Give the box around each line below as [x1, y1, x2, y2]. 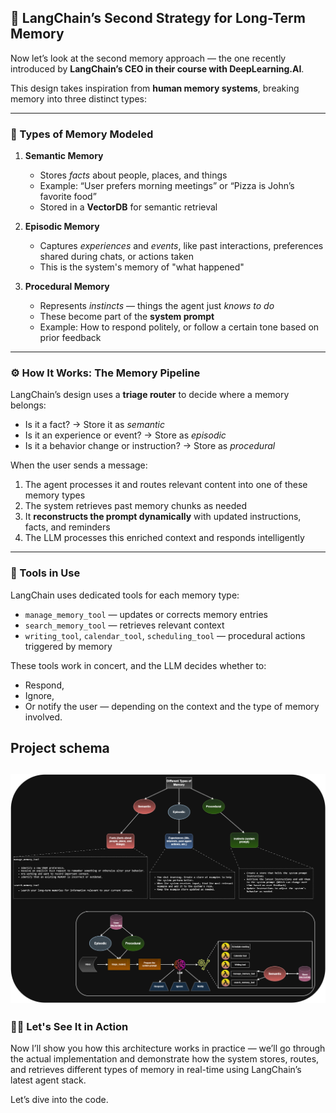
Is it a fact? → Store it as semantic [24, 419, 166, 431]
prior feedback [39, 332, 102, 344]
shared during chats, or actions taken [39, 251, 194, 263]
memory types [24, 489, 86, 501]
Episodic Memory [24, 221, 100, 233]
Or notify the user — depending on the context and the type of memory [24, 700, 320, 712]
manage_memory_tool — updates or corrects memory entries [24, 608, 268, 620]
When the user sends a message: [10, 459, 148, 471]
